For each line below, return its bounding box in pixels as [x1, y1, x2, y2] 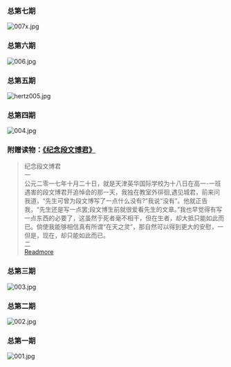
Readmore [24, 248, 54, 256]
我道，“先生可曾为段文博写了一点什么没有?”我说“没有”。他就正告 [24, 197, 208, 205]
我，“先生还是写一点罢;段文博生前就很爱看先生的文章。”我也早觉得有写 [24, 206, 223, 214]
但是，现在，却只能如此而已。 [24, 231, 109, 240]
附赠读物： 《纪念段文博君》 [7, 145, 96, 155]
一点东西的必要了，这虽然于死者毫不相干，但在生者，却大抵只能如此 [24, 214, 219, 222]
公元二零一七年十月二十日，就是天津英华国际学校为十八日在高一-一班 [24, 179, 221, 188]
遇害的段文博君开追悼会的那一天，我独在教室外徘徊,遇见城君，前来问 [24, 188, 220, 197]
